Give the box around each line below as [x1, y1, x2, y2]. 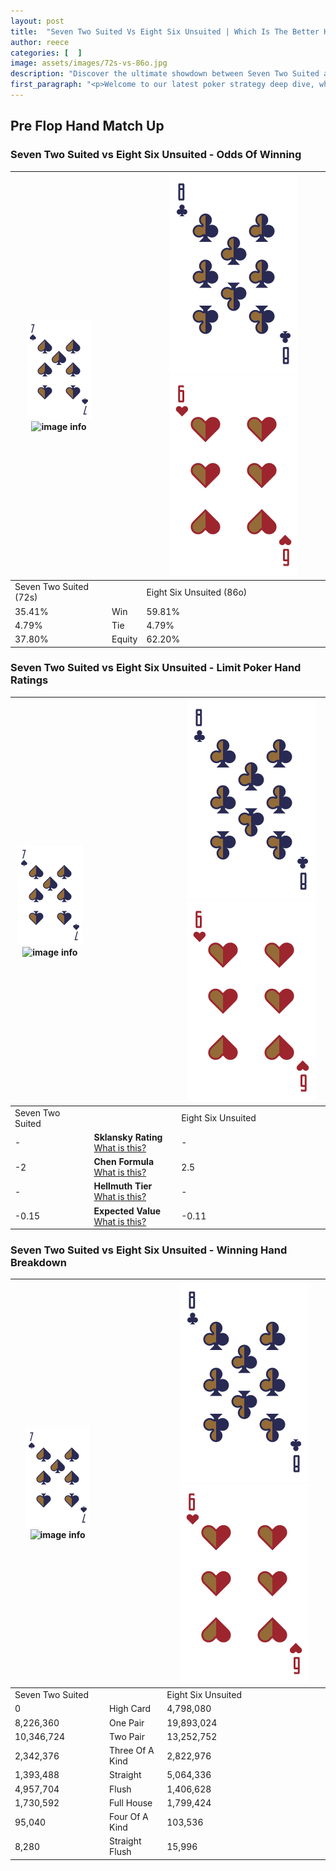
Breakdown [10, 1256, 67, 1270]
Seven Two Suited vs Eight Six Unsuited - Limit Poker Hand [10, 661, 302, 675]
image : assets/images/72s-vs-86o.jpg [10, 58, 168, 69]
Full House [109, 1796, 153, 1809]
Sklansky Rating [93, 1131, 163, 1143]
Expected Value [93, 1205, 162, 1217]
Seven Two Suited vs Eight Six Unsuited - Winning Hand [10, 1243, 288, 1257]
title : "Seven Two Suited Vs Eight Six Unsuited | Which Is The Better [10, 26, 320, 37]
